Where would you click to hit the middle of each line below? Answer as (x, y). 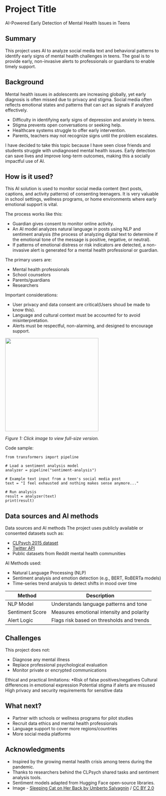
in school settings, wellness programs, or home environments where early (81, 199)
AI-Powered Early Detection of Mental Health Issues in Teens (68, 23)
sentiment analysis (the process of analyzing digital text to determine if (85, 234)
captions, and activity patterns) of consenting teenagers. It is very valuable (82, 194)
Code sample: (19, 448)
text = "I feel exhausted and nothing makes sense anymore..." (72, 483)
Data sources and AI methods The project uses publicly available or (74, 528)
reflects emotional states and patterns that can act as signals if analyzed (79, 105)
